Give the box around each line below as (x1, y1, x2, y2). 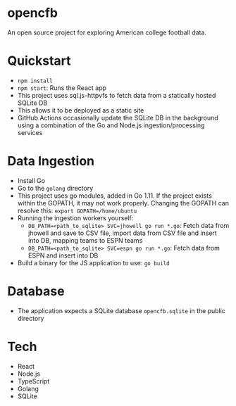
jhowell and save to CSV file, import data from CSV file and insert (27, 229, 217, 237)
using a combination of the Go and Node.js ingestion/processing (17, 121, 205, 129)
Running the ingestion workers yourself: (17, 213, 134, 222)
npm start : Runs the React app (17, 83, 107, 92)
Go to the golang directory (17, 184, 94, 192)
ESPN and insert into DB (27, 251, 99, 260)
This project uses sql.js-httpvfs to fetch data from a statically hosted (17, 91, 216, 99)
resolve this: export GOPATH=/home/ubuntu (17, 206, 137, 215)
